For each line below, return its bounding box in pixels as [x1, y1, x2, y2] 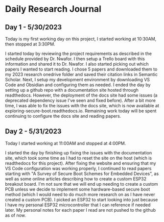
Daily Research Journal [5, 3, 102, 15]
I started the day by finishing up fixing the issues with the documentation [5, 149, 152, 155]
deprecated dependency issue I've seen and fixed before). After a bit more [5, 98, 156, 103]
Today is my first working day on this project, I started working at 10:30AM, [5, 36, 157, 42]
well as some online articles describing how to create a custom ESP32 [5, 175, 147, 182]
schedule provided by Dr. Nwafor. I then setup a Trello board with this [5, 56, 145, 62]
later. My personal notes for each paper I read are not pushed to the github [5, 207, 156, 213]
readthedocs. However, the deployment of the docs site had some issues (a [5, 92, 158, 98]
